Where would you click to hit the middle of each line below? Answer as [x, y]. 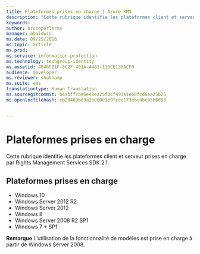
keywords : [18, 23]
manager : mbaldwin [29, 34]
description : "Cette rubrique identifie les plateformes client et [92, 17]
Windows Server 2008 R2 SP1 [51, 221]
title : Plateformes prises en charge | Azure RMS [69, 12]
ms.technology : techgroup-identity [50, 61]
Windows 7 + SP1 [36, 227]
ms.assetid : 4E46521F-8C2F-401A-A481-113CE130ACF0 [70, 67]
